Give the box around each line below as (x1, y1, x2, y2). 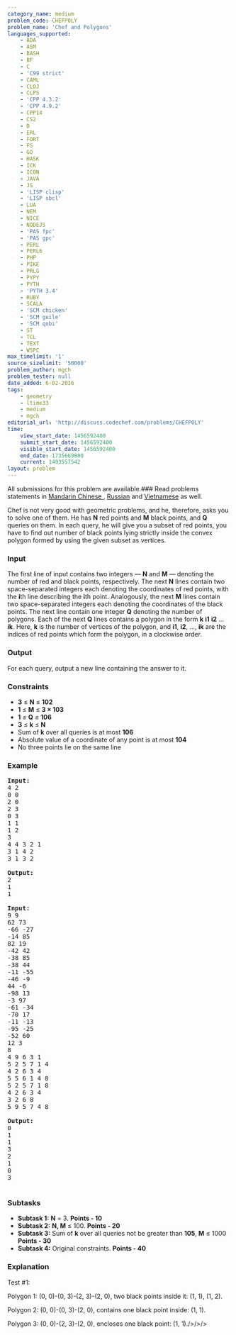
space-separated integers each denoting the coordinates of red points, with (7, 585, 229, 593)
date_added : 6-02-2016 (7, 379, 74, 386)
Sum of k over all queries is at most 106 (17, 727, 134, 736)
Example (7, 760, 38, 770)
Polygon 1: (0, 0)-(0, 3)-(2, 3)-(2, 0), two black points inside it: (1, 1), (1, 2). (7, 1292, 223, 1300)
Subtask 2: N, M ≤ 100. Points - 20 (17, 1222, 120, 1230)
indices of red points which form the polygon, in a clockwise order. (7, 630, 202, 639)
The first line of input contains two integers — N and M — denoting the (7, 570, 215, 579)
